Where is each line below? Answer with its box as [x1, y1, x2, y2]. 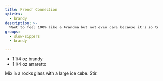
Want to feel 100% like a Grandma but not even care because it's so [9, 25, 153, 30]
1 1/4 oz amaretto [12, 61, 47, 67]
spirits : [5, 12, 23, 16]
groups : [5, 29, 21, 34]
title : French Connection [5, 7, 57, 12]
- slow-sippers [9, 34, 40, 39]
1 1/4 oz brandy [12, 56, 43, 62]
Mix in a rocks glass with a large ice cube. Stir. [5, 70, 98, 76]
